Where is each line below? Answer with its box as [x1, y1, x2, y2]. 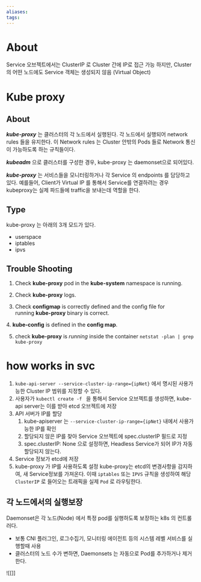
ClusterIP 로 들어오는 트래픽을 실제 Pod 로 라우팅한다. [14, 478, 143, 485]
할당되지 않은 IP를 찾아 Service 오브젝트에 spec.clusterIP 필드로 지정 [23, 432, 188, 440]
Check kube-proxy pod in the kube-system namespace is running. [14, 280, 183, 287]
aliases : [6, 8, 28, 15]
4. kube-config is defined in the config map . [6, 321, 118, 329]
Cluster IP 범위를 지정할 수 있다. [26, 387, 102, 394]
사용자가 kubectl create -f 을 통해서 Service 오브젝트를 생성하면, [14, 395, 176, 402]
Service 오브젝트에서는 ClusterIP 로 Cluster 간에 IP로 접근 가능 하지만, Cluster [6, 61, 192, 68]
